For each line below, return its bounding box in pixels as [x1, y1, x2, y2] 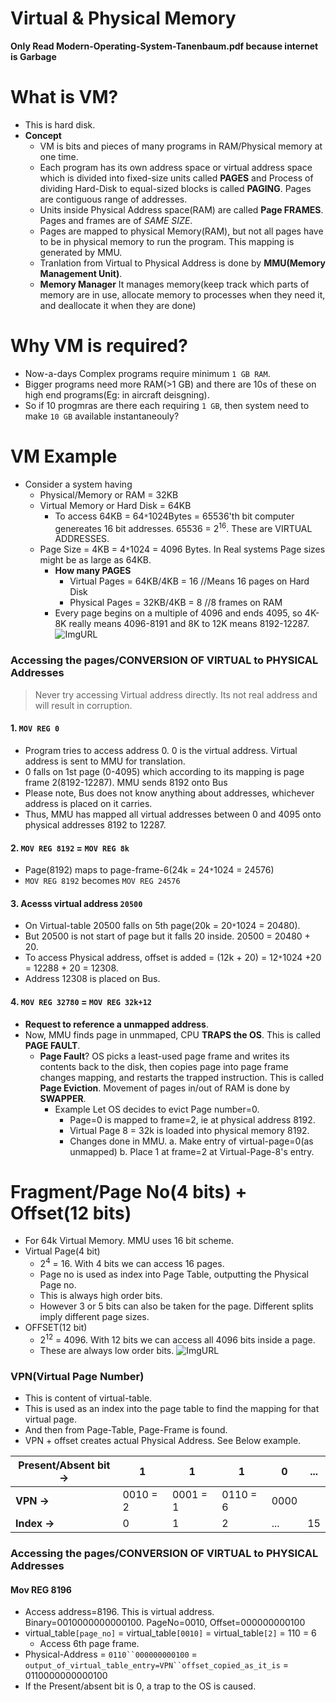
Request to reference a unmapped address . [24, 1018, 209, 1030]
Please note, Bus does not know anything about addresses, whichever [24, 787, 315, 799]
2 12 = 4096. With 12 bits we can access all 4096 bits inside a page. [39, 1332, 316, 1346]
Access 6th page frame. [39, 1638, 140, 1650]
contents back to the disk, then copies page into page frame [39, 1060, 289, 1072]
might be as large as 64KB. [39, 554, 152, 566]
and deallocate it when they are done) [39, 299, 197, 311]
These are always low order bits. [39, 1344, 175, 1356]
